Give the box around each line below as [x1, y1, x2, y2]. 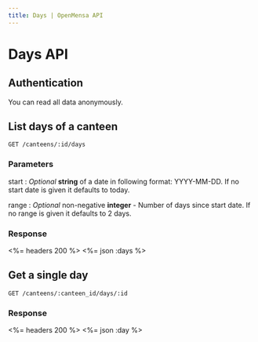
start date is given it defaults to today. [8, 185, 130, 195]
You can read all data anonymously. [8, 97, 123, 107]
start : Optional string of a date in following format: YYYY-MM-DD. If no [8, 176, 239, 186]
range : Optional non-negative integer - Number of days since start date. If [8, 200, 251, 209]
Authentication [8, 76, 84, 90]
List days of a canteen [8, 120, 118, 133]
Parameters [8, 158, 53, 169]
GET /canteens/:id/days [8, 140, 86, 149]
